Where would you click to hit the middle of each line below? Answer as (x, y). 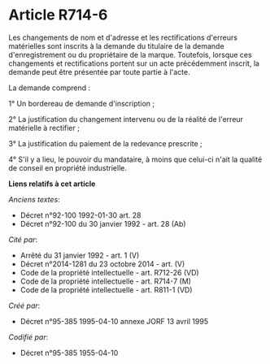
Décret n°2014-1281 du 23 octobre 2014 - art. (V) (102, 264)
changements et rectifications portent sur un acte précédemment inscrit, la (134, 63)
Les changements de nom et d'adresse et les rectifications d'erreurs (123, 37)
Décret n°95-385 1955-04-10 (69, 353)
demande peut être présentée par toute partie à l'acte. (99, 71)
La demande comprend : (50, 88)
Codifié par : (28, 337)
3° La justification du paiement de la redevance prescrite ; (106, 143)
